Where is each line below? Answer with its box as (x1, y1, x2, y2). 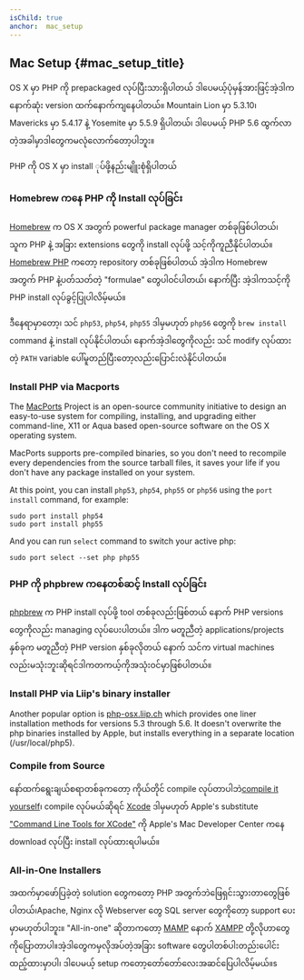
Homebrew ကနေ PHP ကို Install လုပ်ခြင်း (9, 192, 183, 205)
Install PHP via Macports (9, 380, 120, 393)
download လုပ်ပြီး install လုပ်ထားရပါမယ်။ (9, 835, 161, 846)
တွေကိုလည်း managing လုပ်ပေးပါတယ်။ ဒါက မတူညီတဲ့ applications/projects (9, 625, 284, 635)
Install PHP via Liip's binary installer (9, 687, 171, 700)
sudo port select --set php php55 (9, 553, 141, 562)
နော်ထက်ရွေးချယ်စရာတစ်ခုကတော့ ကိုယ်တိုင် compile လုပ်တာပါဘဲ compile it (9, 783, 279, 794)
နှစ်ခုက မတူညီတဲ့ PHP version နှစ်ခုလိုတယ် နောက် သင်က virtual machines (9, 642, 275, 653)
